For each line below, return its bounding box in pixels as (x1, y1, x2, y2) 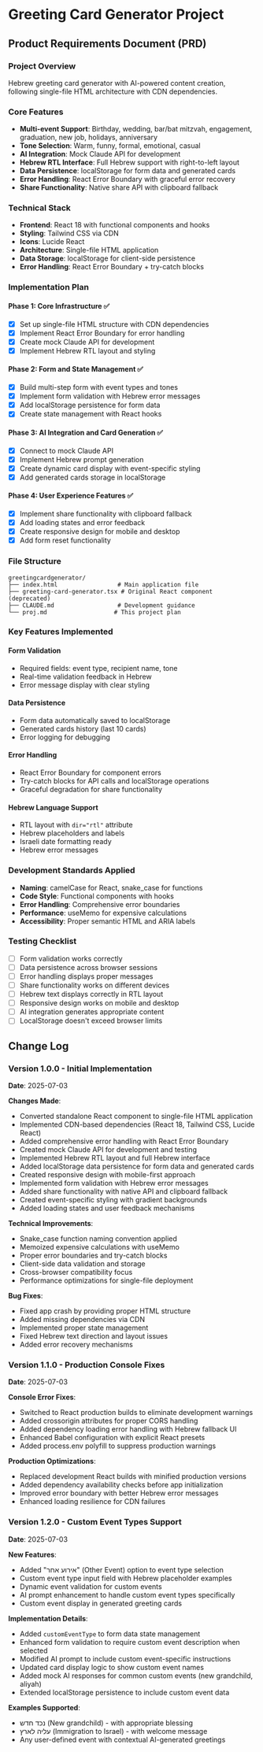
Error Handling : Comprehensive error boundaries (19, 899, 180, 909)
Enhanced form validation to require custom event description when (19, 1637, 240, 1646)
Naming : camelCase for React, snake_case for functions (19, 883, 203, 892)
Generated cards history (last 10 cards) (19, 724, 147, 733)
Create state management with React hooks (19, 409, 162, 419)
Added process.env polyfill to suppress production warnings (19, 1441, 217, 1450)
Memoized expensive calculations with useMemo (19, 1243, 180, 1252)
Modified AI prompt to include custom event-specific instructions (19, 1654, 232, 1663)
